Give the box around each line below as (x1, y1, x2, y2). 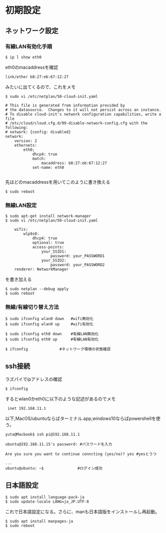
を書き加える (5, 276, 32, 282)
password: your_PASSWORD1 (50, 254, 105, 259)
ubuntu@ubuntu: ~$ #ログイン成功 (5, 466, 102, 471)
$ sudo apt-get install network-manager (5, 214, 92, 219)
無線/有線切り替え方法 (5, 304, 59, 311)
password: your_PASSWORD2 (50, 262, 105, 268)
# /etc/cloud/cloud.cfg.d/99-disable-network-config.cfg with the (5, 120, 148, 126)
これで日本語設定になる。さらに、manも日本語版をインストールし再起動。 (5, 509, 160, 515)
